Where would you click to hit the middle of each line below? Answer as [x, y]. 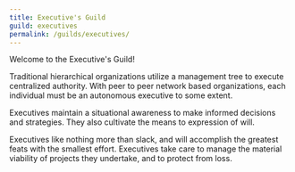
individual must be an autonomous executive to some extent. [121, 95]
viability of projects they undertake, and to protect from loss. [121, 159]
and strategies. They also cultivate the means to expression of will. [132, 122]
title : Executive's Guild [57, 17]
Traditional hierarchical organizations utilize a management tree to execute [147, 77]
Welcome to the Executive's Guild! [72, 60]
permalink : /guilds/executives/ [69, 34]
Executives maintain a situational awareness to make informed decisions [143, 113]
